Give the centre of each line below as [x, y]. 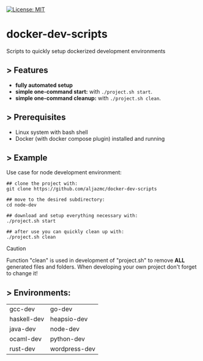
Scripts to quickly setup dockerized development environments [86, 51]
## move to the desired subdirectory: [56, 200]
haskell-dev [27, 319]
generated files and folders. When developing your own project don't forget [102, 267]
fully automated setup [44, 85]
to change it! [22, 274]
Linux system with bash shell [52, 132]
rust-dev [22, 349]
